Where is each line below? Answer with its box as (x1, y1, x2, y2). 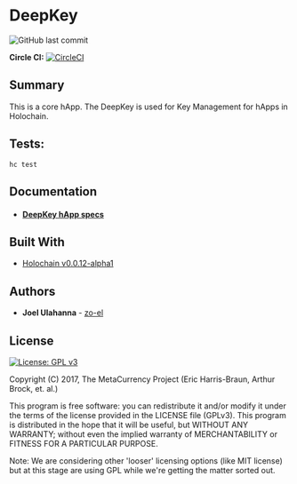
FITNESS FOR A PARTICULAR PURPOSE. (9, 438, 158, 448)
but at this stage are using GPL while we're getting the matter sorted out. (9, 464, 276, 475)
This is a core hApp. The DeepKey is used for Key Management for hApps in (9, 101, 289, 112)
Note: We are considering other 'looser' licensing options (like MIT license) (9, 455, 283, 466)
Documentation (9, 184, 98, 199)
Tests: (9, 137, 44, 152)
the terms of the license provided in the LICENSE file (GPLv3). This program (9, 409, 286, 420)
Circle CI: (9, 52, 44, 62)
